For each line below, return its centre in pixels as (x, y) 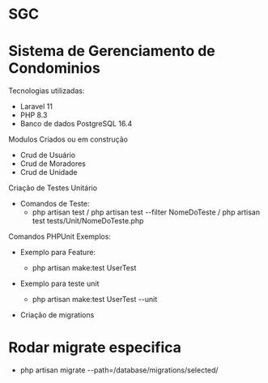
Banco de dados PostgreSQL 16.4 (76, 124)
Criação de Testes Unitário (53, 188)
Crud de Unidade (49, 172)
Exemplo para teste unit (60, 283)
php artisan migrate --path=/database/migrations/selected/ (119, 370)
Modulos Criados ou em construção (68, 139)
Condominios (55, 68)
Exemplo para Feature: (57, 253)
